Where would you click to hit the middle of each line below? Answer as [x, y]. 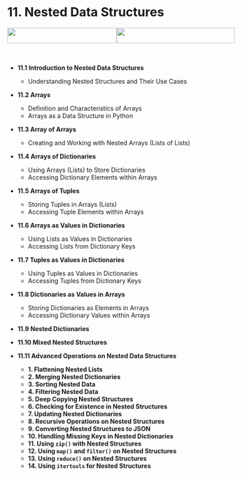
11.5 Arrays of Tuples [49, 191]
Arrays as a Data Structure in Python [80, 115]
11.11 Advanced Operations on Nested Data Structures [97, 355]
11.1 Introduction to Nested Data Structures [81, 68]
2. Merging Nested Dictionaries [74, 376]
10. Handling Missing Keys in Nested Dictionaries [100, 436]
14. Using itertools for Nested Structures [90, 466]
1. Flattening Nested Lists [65, 369]
